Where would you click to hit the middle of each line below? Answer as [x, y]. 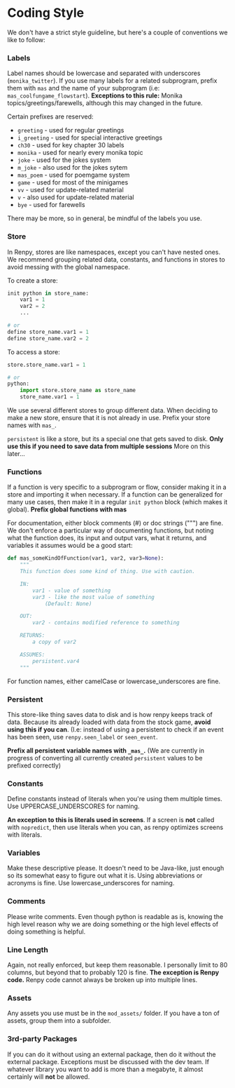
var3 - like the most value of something [94, 597]
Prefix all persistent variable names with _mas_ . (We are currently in [106, 750]
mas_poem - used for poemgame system [73, 175]
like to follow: [26, 39]
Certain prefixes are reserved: [50, 116]
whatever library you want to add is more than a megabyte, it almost [105, 1069]
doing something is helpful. [47, 932]
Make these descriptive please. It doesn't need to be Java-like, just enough [116, 868]
